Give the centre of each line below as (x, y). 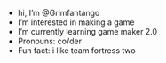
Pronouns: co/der (50, 41)
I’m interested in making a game (76, 22)
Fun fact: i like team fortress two (76, 51)
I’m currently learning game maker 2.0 (87, 31)
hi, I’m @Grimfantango (59, 13)
